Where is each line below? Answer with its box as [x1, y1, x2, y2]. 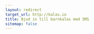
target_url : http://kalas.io [5, 12, 67, 17]
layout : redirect [5, 7, 42, 12]
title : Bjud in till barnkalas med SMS [5, 16, 89, 21]
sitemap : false [5, 21, 37, 26]
